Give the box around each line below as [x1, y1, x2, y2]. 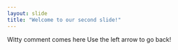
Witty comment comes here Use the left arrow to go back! [7, 35, 172, 43]
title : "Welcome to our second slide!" [7, 16, 122, 23]
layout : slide [7, 10, 48, 17]
